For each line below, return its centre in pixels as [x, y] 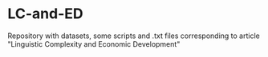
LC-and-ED [45, 14]
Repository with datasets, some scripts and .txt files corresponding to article [134, 36]
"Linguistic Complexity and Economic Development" [94, 44]
